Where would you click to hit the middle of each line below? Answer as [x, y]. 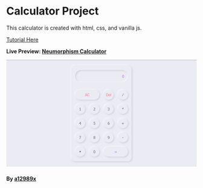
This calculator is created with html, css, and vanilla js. [74, 28]
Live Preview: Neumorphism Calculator [56, 51]
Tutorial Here [22, 39]
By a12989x [21, 179]
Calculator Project [53, 11]
